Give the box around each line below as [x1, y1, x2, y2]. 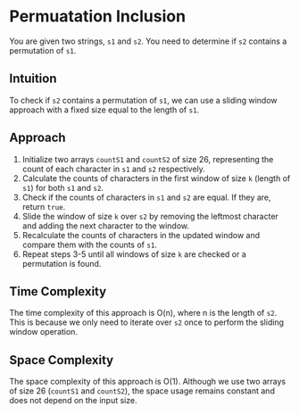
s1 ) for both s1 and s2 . [21, 182, 104, 193]
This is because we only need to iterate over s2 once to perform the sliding [9, 317, 284, 327]
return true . [21, 201, 66, 211]
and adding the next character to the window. [21, 220, 190, 231]
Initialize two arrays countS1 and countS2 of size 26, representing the [21, 153, 274, 164]
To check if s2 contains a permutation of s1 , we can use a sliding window [9, 95, 278, 105]
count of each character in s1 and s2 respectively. [21, 163, 205, 174]
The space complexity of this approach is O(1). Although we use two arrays [9, 377, 287, 387]
